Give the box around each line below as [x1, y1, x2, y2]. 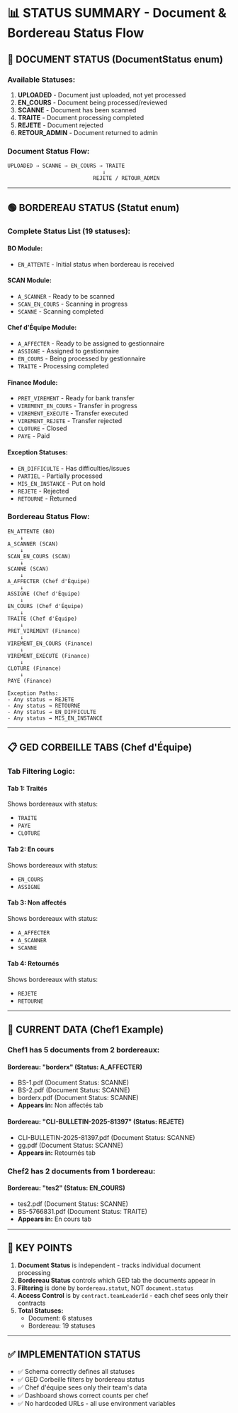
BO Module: [7, 244, 43, 252]
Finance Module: [7, 378, 58, 387]
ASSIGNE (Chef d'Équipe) [7, 590, 81, 597]
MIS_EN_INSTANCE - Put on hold [17, 479, 106, 487]
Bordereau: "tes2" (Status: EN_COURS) [7, 1184, 125, 1193]
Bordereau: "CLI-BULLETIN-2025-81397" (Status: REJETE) [7, 1117, 185, 1126]
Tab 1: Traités [7, 784, 47, 792]
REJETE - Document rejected [17, 121, 104, 129]
